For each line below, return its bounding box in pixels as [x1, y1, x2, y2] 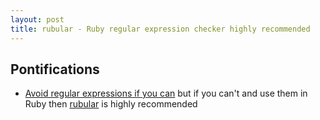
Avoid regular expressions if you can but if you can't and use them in [24, 87, 308, 100]
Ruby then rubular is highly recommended [24, 98, 198, 110]
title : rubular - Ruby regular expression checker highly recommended [10, 24, 311, 34]
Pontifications [10, 61, 100, 78]
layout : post [10, 14, 65, 25]
